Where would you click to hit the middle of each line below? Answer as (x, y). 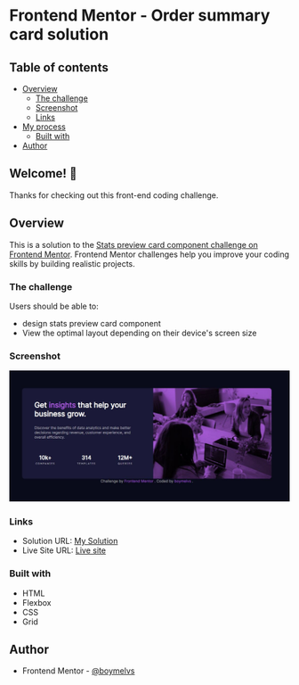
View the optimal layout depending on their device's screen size (139, 333)
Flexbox (36, 602)
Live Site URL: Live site (64, 550)
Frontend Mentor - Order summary (140, 16)
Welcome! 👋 (43, 173)
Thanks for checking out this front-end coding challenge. (114, 195)
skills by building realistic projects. (72, 263)
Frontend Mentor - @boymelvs (78, 671)
